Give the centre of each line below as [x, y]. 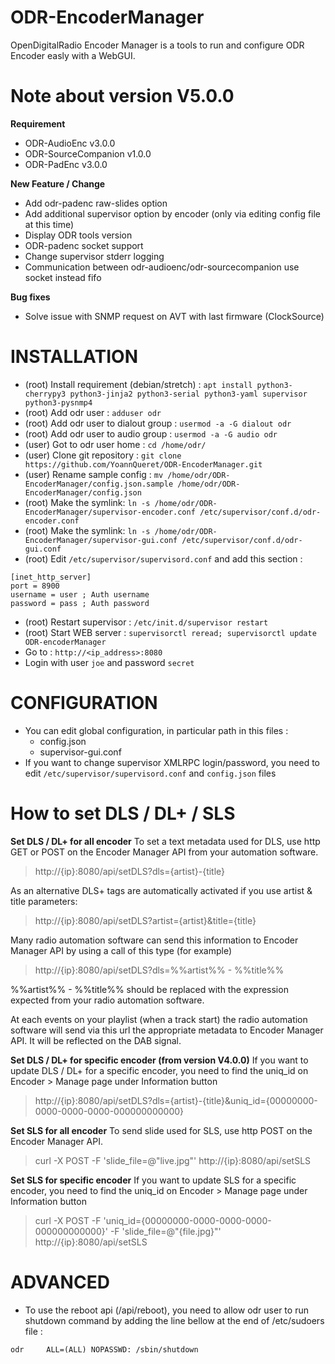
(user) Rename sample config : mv [94, 474]
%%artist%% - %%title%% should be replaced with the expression [149, 989]
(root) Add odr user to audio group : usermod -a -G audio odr [151, 433]
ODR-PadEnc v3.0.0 [66, 164]
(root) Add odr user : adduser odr [93, 412]
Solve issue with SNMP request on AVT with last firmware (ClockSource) [174, 316]
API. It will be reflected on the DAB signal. [96, 1040]
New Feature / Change [58, 183]
